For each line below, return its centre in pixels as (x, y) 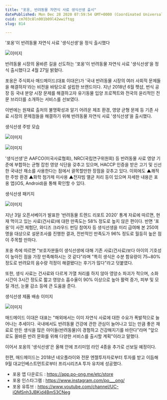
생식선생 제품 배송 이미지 (29, 297)
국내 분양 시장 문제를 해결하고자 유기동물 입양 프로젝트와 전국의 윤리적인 (85, 93)
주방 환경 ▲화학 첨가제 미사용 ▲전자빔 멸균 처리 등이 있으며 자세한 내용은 (82, 177)
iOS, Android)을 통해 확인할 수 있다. (51, 183)
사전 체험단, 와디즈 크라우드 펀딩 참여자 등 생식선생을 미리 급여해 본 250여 (87, 227)
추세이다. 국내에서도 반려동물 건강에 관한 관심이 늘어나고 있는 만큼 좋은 (86, 324)
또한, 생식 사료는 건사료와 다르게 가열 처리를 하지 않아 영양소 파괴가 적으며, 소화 (82, 274)
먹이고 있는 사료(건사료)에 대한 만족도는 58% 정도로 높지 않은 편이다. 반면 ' (83, 221)
